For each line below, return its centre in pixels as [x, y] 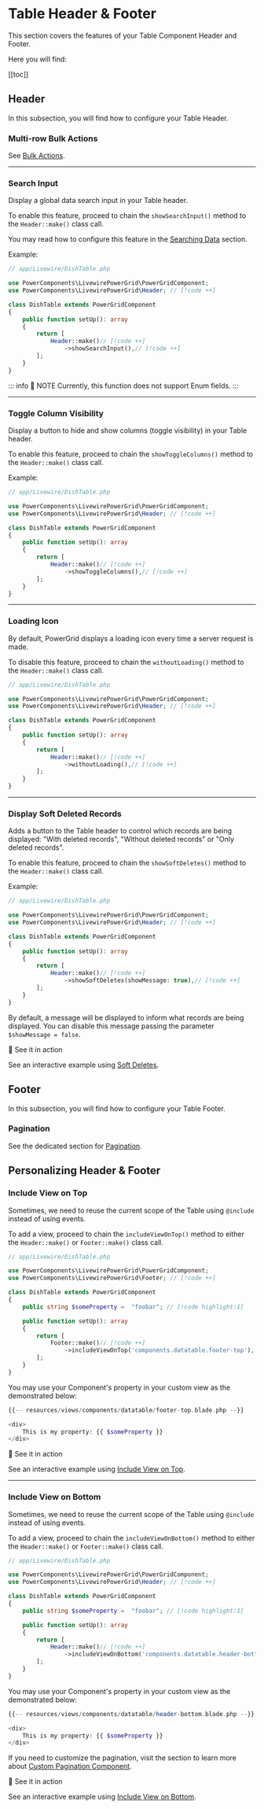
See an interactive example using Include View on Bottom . [102, 1797]
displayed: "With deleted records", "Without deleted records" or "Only [121, 840]
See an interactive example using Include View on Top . [97, 1469]
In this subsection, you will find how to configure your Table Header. [119, 118]
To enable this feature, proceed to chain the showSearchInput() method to [127, 216]
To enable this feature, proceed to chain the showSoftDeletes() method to [127, 863]
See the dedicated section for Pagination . [75, 1146]
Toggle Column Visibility [56, 413]
